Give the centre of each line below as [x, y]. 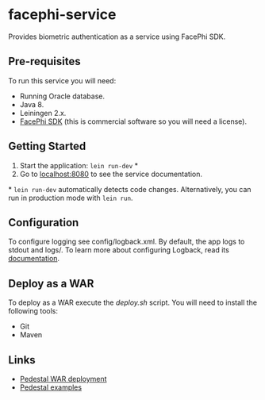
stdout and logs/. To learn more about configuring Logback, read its [119, 250]
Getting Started [47, 146]
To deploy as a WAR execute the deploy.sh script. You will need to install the [133, 302]
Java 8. [32, 104]
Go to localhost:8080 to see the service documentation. [111, 174]
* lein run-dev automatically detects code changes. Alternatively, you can [130, 189]
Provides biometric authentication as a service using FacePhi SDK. [117, 37]
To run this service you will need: [62, 80]
